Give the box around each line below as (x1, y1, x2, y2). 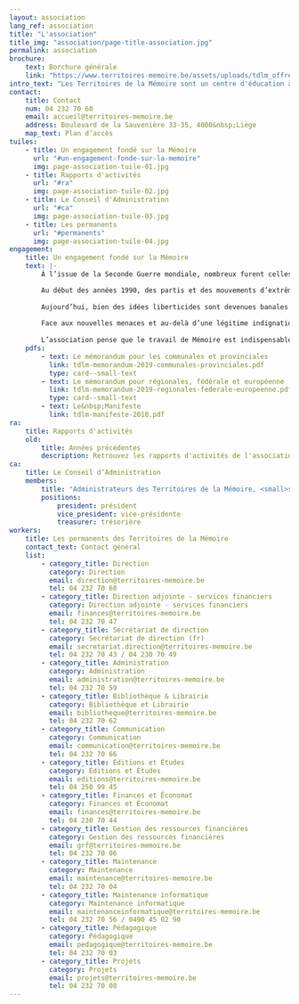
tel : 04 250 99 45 (48, 783, 117, 792)
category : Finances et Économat (48, 799, 169, 809)
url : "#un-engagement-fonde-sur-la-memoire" (32, 153, 201, 163)
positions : (41, 493, 82, 502)
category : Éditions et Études (48, 766, 162, 775)
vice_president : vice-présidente (56, 510, 181, 518)
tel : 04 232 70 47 (48, 616, 117, 626)
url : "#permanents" (32, 228, 105, 237)
